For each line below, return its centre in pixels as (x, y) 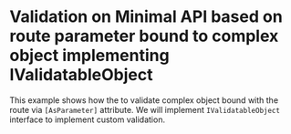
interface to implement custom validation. (88, 119)
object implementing (90, 56)
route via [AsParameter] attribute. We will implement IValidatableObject (145, 109)
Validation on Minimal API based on (146, 17)
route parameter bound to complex (144, 36)
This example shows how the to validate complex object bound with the (144, 100)
